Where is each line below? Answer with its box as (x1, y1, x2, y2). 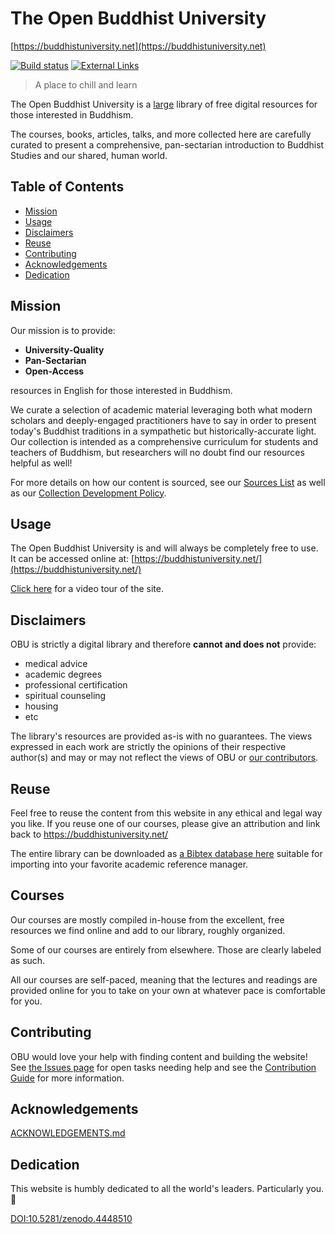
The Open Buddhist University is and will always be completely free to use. (10, 542, 319, 554)
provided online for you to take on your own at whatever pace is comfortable (10, 984, 326, 996)
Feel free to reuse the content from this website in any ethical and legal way (10, 807, 323, 819)
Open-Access (24, 365, 85, 377)
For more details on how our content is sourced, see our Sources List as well (10, 476, 326, 488)
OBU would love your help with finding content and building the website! (10, 1050, 308, 1062)
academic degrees (24, 668, 103, 681)
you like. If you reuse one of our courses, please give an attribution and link (10, 818, 321, 829)
